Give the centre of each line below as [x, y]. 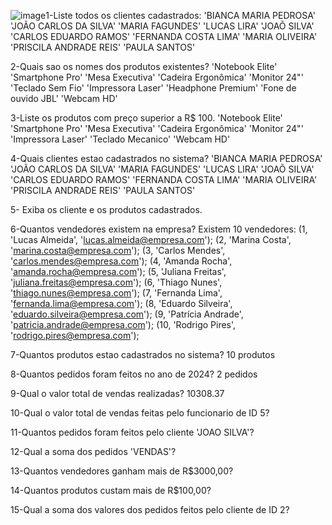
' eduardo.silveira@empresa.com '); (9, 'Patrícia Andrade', [127, 314]
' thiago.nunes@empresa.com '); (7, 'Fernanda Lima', [116, 293]
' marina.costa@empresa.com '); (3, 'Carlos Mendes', [118, 250]
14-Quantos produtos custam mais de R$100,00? [111, 490]
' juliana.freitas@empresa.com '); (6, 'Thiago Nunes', [116, 282]
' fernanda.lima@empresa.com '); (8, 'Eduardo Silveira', [121, 303]
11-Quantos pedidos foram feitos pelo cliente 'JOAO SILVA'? [132, 432]
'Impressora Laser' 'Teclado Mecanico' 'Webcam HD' [120, 139]
